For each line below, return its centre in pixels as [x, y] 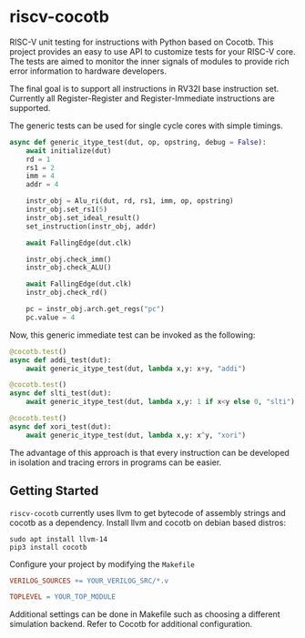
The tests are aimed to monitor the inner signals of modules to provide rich [149, 61]
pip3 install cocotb [49, 547]
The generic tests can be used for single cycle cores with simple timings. [147, 126]
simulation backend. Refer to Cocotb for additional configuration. [131, 624]
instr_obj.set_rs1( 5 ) [66, 210]
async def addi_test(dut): [61, 360]
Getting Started [54, 491]
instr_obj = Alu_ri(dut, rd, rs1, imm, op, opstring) [130, 201]
